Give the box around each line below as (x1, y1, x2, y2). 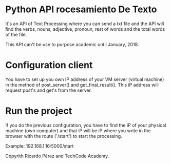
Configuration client (5, 59, 93, 71)
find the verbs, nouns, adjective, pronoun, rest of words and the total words (5, 26, 165, 32)
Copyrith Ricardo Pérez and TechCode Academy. (5, 153, 109, 159)
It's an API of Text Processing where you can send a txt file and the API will (5, 20, 164, 27)
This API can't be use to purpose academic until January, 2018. (5, 41, 139, 47)
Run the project (5, 105, 72, 117)
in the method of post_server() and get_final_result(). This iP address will (5, 81, 159, 88)
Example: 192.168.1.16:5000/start (5, 142, 74, 149)
